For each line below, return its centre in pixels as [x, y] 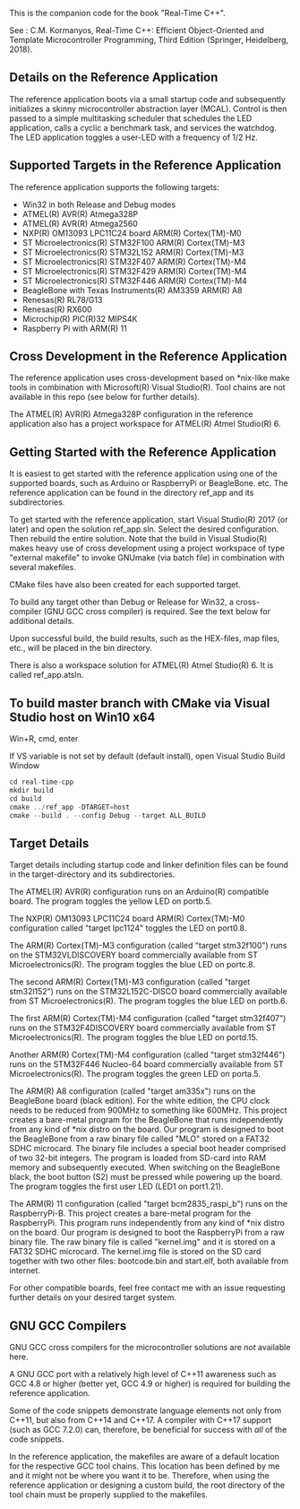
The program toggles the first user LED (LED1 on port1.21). [116, 1186]
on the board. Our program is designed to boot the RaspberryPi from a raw [147, 1233]
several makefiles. [43, 568]
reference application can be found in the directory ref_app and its [132, 493]
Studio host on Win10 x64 [82, 717]
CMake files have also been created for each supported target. [125, 585]
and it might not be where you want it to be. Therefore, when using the [140, 1476]
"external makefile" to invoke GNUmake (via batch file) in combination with [147, 558]
